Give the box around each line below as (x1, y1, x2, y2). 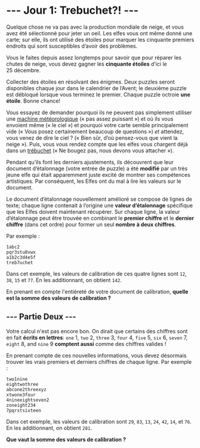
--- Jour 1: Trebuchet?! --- (6, 4, 139, 17)
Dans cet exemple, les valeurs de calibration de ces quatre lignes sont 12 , (6, 270, 187, 277)
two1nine (6, 376, 28, 382)
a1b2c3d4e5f (6, 254, 36, 260)
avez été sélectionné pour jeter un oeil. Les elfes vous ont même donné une (6, 29, 193, 36)
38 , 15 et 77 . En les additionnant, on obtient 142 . (6, 276, 122, 284)
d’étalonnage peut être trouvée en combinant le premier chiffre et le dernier (6, 214, 194, 222)
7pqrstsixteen (6, 407, 42, 413)
